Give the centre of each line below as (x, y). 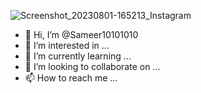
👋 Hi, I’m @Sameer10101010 (81, 34)
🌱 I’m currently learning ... (78, 56)
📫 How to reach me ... (71, 78)
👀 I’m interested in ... (67, 45)
